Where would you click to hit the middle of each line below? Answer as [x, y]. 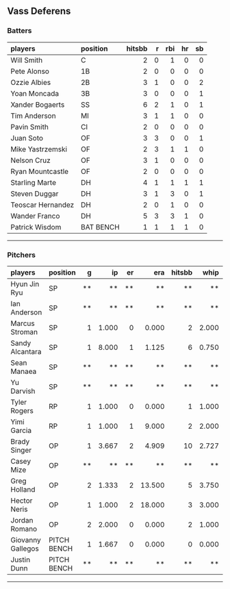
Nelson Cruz [31, 160]
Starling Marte [34, 182]
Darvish [23, 391]
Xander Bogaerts [38, 104]
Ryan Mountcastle [40, 171]
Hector [22, 501]
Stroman [24, 331]
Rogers [22, 410]
